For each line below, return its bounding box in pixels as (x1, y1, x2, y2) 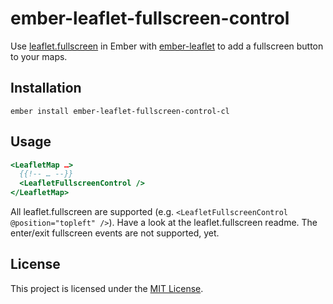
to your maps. (10, 50, 68, 62)
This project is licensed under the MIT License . (10, 282, 204, 294)
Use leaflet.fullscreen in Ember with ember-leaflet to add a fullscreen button (10, 40, 324, 52)
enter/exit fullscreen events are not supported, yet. (10, 227, 220, 239)
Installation (10, 80, 82, 97)
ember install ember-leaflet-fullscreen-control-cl (10, 106, 230, 116)
